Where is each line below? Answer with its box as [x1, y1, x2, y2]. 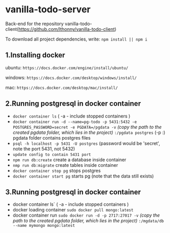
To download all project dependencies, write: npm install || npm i [5, 36, 147, 42]
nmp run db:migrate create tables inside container [12, 162, 118, 168]
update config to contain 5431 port [12, 152, 91, 157]
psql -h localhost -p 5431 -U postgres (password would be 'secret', [12, 140, 160, 146]
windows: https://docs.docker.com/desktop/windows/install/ [5, 74, 137, 81]
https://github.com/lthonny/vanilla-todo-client [18, 26, 115, 32]
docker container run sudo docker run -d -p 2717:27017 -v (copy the [12, 212, 160, 219]
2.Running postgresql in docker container [5, 99, 141, 108]
